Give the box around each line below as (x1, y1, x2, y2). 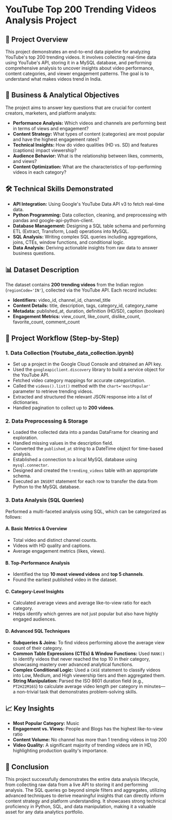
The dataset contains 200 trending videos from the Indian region (5, 282, 144, 288)
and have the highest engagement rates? (12, 136, 100, 142)
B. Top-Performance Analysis (5, 559, 70, 566)
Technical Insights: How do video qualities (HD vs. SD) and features (12, 141, 158, 148)
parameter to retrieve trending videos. (12, 388, 93, 394)
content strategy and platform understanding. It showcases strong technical (5, 798, 166, 804)
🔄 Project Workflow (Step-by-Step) (5, 334, 120, 342)
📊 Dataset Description (5, 266, 80, 275)
